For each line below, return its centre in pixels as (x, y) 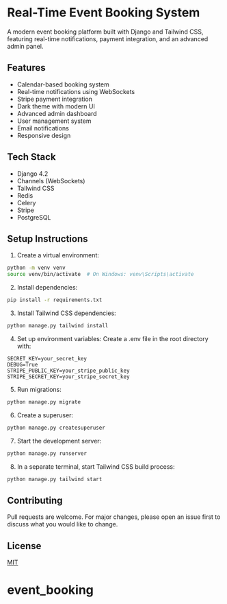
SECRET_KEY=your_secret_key (47, 358)
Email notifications (43, 128)
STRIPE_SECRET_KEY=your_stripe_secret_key (68, 376)
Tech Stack (31, 157)
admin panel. (25, 46)
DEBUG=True (23, 364)
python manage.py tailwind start (55, 479)
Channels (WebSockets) (51, 181)
